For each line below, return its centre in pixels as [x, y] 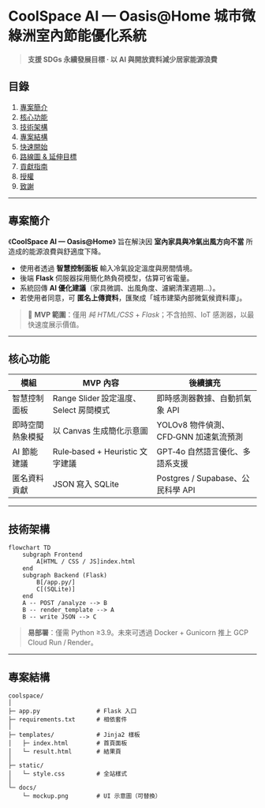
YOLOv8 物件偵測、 [193, 425]
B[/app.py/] [56, 583]
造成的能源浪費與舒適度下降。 [56, 251]
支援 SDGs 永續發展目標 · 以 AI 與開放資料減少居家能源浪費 [123, 59]
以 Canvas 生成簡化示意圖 [100, 431]
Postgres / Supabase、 [199, 479]
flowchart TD [30, 548]
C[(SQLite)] [56, 589]
